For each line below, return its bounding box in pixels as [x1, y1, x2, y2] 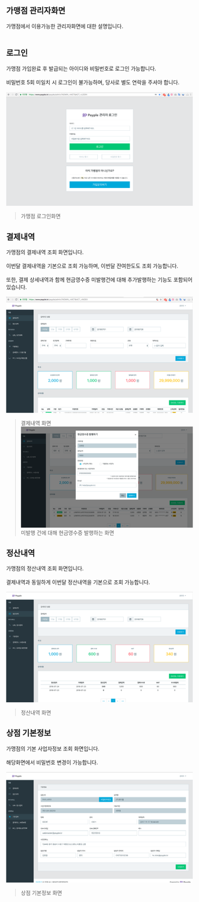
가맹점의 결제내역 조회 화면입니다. [6, 249, 84, 256]
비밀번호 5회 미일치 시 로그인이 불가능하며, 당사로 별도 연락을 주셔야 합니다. [6, 78, 179, 86]
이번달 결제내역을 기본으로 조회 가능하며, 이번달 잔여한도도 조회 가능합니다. [6, 262, 179, 269]
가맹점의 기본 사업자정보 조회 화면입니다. [6, 745, 99, 752]
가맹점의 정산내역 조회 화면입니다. [6, 565, 84, 572]
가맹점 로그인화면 [20, 213, 61, 220]
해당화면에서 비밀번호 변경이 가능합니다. [6, 759, 98, 766]
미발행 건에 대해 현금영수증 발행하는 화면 [20, 529, 114, 536]
